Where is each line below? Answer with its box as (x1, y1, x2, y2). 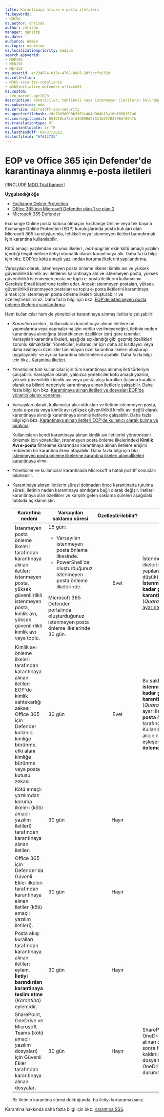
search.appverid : (5, 52, 41, 58)
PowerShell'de (56, 559, 90, 566)
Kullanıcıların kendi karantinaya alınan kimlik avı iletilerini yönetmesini (12, 432, 151, 438)
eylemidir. (14, 1003, 38, 1010)
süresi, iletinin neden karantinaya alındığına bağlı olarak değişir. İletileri (12, 487, 154, 493)
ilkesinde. (56, 553, 79, 559)
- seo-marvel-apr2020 (5, 93, 49, 98)
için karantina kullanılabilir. (5, 236, 58, 242)
